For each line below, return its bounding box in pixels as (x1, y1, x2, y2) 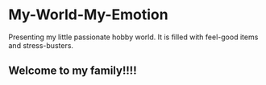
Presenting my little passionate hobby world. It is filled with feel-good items (8, 32, 259, 42)
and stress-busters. (8, 40, 74, 50)
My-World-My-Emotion (8, 6, 168, 24)
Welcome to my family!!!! (8, 64, 137, 78)
